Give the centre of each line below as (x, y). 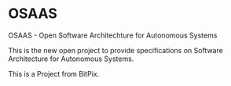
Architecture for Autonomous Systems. (71, 59)
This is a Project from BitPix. (54, 73)
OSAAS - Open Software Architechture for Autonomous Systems (113, 35)
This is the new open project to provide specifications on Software (116, 50)
